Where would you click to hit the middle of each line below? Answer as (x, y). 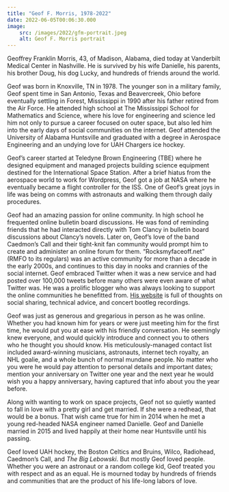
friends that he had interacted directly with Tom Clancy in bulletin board (108, 230)
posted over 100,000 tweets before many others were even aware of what (111, 281)
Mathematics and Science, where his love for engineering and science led (111, 116)
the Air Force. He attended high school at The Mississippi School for (103, 108)
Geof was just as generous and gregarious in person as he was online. (106, 316)
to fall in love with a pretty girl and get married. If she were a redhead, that (112, 410)
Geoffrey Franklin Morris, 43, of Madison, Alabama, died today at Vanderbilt (114, 58)
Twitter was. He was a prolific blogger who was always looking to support (111, 288)
